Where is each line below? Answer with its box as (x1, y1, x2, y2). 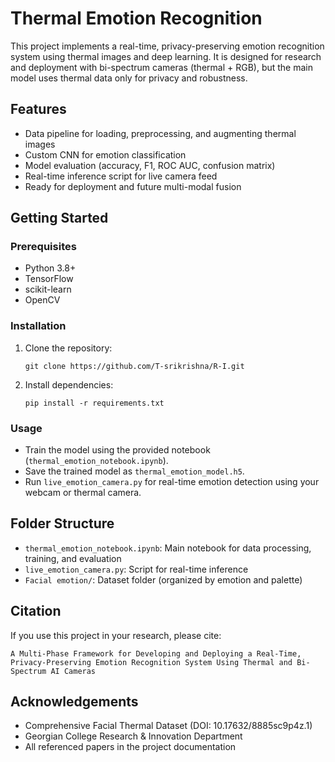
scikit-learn (24, 283, 72, 296)
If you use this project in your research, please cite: (10, 629, 222, 641)
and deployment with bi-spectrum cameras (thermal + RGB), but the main (10, 61, 313, 73)
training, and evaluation (24, 552, 122, 564)
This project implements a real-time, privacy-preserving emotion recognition (10, 40, 325, 52)
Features (10, 101, 67, 118)
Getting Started (10, 210, 109, 227)
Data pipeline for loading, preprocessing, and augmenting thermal (24, 127, 297, 139)
